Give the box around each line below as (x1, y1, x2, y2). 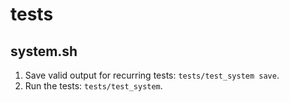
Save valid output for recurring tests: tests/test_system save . (24, 69, 280, 81)
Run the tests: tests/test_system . (24, 80, 163, 92)
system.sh (10, 43, 78, 60)
